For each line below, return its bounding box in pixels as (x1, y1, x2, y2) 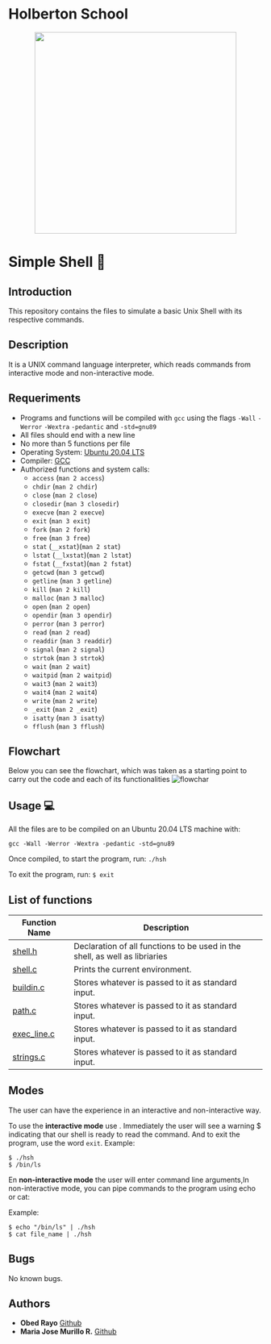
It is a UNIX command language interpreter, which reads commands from (8, 360, 252, 369)
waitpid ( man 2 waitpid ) (31, 670, 112, 680)
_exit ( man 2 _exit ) (31, 704, 98, 714)
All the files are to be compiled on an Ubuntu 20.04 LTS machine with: (8, 824, 240, 834)
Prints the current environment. (73, 964, 192, 975)
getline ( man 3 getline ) (31, 576, 112, 585)
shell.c (12, 964, 38, 975)
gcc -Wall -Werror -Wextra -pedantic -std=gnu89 (8, 840, 175, 848)
